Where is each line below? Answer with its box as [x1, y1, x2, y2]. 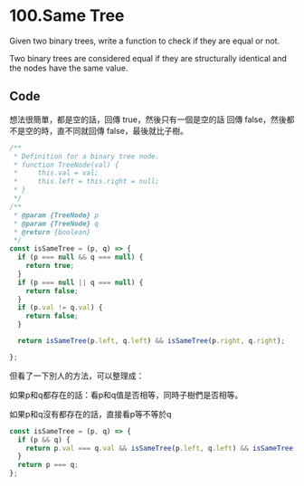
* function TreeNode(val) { [13, 160, 119, 169]
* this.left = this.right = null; [13, 177, 160, 186]
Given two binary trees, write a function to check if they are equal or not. [9, 35, 280, 46]
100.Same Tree [9, 5, 125, 26]
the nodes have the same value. [9, 62, 128, 73]
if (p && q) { [17, 435, 71, 444]
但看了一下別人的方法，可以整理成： [9, 370, 145, 381]
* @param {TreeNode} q [13, 219, 100, 228]
